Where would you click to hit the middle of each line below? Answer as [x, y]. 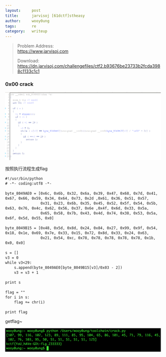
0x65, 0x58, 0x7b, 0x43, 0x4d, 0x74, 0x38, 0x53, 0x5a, [99, 213]
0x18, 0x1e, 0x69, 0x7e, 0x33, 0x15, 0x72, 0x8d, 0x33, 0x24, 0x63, [77, 233]
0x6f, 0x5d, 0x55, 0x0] [30, 218]
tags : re [21, 26]
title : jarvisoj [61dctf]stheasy [45, 16]
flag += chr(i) [30, 302]
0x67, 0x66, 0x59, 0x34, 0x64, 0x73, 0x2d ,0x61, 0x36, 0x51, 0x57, [77, 199]
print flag [16, 312]
